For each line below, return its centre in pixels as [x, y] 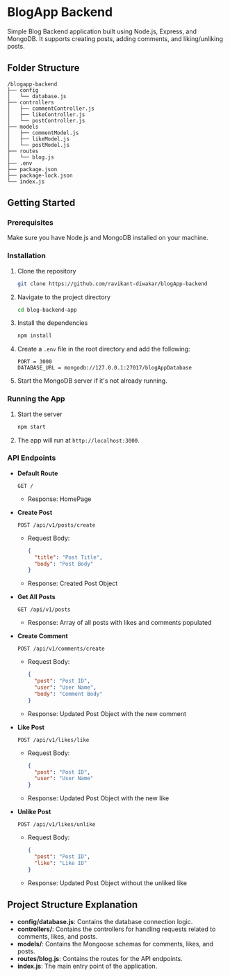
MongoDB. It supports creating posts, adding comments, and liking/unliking [115, 38]
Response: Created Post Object [73, 583]
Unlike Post [34, 812]
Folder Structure [43, 68]
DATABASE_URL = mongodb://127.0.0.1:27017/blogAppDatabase [105, 368]
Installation [27, 256]
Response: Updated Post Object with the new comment [107, 713]
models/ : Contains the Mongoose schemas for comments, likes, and [115, 944]
